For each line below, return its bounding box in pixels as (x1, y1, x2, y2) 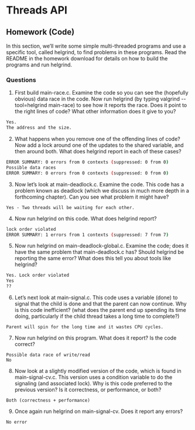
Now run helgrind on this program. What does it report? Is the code (14, 334, 177, 341)
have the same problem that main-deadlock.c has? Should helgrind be (14, 248, 184, 256)
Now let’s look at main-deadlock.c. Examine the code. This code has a (14, 180, 184, 188)
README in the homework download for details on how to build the (6, 55, 168, 62)
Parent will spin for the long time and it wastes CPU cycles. (6, 324, 164, 330)
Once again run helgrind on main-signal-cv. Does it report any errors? (14, 408, 183, 415)
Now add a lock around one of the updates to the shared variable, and (14, 142, 184, 149)
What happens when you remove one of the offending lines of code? (14, 136, 180, 143)
